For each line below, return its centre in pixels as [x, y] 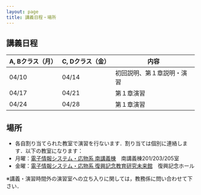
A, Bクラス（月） [33, 62]
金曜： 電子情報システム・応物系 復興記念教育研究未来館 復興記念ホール [105, 166]
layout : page [22, 12]
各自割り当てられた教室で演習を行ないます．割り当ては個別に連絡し [98, 143]
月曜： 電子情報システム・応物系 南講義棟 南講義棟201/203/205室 [97, 158]
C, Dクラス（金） [86, 62]
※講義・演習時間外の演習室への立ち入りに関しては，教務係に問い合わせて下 [100, 179]
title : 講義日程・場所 [31, 17]
